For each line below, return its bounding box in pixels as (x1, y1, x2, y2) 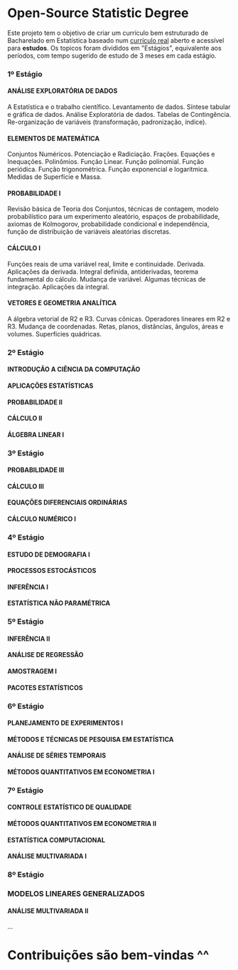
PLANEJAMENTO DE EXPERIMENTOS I (7, 718, 123, 728)
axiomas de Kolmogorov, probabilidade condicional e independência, (7, 220, 210, 229)
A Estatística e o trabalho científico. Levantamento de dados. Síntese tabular (7, 103, 231, 111)
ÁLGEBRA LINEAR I (7, 430, 65, 439)
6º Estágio (7, 701, 44, 711)
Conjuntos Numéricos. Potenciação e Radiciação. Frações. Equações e (7, 150, 215, 158)
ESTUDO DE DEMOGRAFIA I (7, 550, 90, 559)
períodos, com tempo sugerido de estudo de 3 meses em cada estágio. (7, 51, 217, 60)
